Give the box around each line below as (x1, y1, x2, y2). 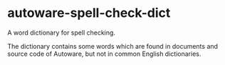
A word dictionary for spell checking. (7, 28, 116, 37)
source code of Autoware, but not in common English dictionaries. (7, 49, 202, 58)
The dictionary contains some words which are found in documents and (7, 42, 219, 50)
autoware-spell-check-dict (7, 5, 171, 21)
